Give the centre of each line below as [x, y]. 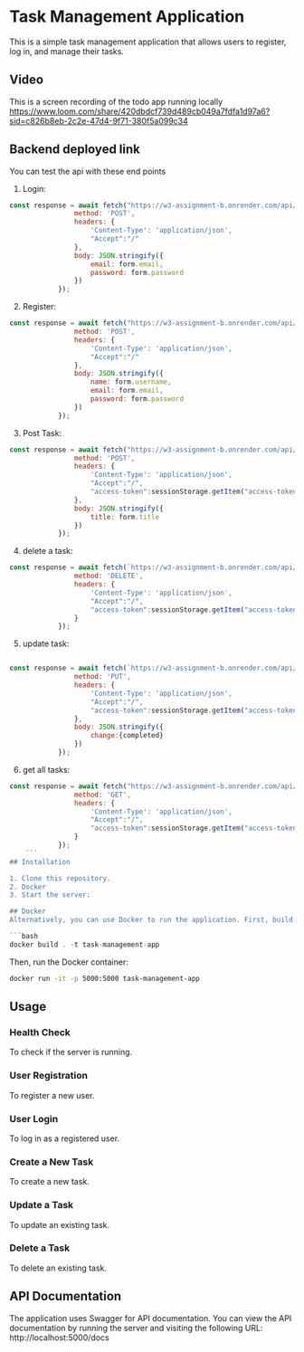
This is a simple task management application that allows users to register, [148, 42]
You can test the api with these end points [88, 171]
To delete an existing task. [58, 1268]
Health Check [40, 1032]
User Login [34, 1119]
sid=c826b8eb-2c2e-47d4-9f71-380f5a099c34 [99, 120]
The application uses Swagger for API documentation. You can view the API [151, 1318]
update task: [46, 643]
